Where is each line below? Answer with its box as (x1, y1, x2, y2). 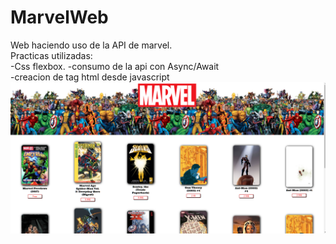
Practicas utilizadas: (10, 49, 93, 61)
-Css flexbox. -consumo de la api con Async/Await (10, 60, 220, 72)
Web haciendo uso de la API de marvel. (10, 39, 173, 51)
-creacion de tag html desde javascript (10, 71, 170, 83)
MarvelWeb (10, 6, 109, 29)
